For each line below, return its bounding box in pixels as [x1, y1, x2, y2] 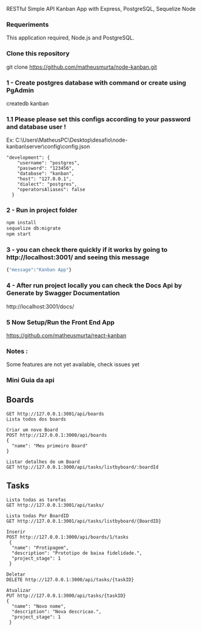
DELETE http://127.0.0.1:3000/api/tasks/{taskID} [6, 576, 135, 583]
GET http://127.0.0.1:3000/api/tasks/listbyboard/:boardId [6, 464, 159, 470]
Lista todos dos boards [6, 416, 67, 422]
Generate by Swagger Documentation [6, 289, 120, 298]
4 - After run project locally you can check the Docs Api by [6, 281, 182, 290]
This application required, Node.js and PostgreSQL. [6, 34, 135, 41]
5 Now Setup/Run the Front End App [6, 318, 115, 326]
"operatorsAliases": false [17, 187, 86, 193]
